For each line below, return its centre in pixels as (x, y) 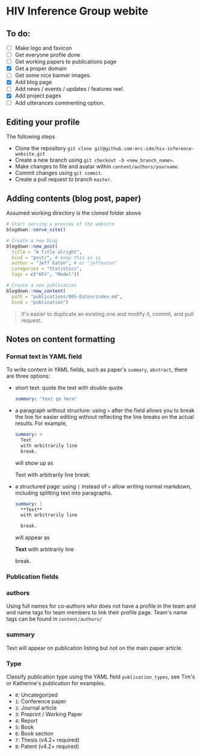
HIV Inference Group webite (77, 11)
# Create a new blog (32, 240)
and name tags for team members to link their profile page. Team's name (97, 613)
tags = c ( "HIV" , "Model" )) (46, 274)
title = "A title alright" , (47, 252)
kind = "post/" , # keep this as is (56, 258)
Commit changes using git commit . (58, 173)
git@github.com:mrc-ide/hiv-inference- (144, 149)
